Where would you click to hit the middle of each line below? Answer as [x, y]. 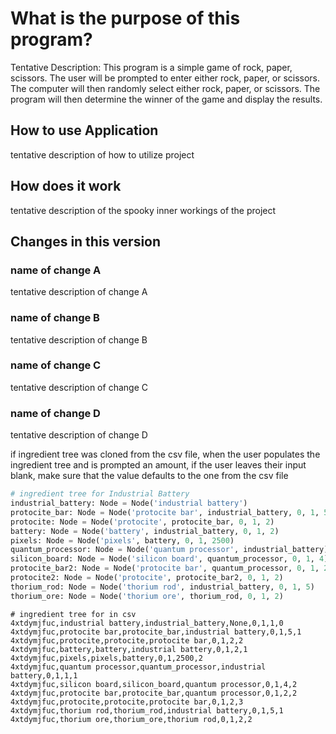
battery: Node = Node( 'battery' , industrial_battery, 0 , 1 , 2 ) [145, 531]
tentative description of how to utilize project [102, 154]
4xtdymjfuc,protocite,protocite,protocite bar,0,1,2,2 [127, 640]
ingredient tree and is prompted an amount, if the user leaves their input [158, 465]
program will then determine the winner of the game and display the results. [166, 99]
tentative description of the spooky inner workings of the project [143, 210]
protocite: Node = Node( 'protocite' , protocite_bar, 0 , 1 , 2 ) [142, 522]
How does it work [66, 186]
